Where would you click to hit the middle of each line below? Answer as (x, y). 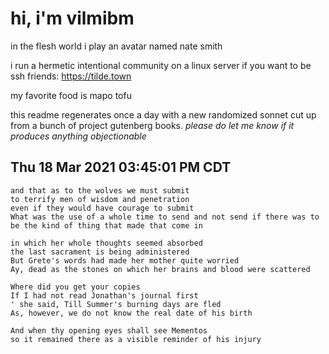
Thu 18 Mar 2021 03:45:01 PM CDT (121, 167)
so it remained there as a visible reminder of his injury (136, 339)
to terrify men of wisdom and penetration (100, 199)
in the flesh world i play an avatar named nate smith (116, 46)
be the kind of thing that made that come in (106, 225)
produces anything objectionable (78, 136)
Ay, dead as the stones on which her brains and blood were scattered (160, 269)
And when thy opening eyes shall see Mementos (109, 330)
